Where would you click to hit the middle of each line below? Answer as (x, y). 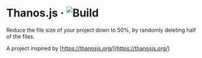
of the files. (21, 36)
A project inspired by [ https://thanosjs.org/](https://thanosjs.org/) (88, 48)
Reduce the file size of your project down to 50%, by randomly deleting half (101, 30)
